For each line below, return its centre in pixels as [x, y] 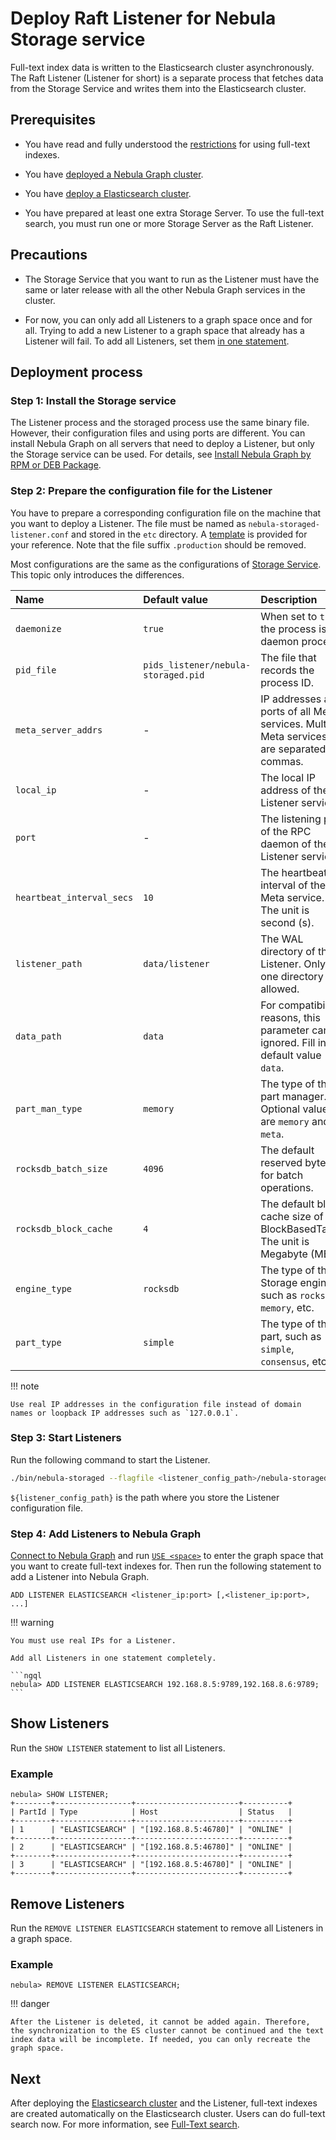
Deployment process [76, 372]
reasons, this [290, 1017]
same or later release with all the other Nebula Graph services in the [165, 289]
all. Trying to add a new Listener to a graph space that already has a [164, 330]
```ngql [26, 1676]
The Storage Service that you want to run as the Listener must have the [172, 279]
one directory [292, 976]
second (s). [287, 922]
